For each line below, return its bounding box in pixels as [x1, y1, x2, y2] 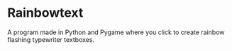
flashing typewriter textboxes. [7, 35, 94, 43]
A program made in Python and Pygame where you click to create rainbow [7, 28, 225, 36]
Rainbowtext [7, 5, 84, 21]
